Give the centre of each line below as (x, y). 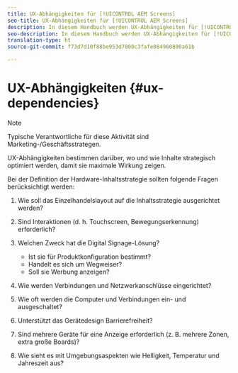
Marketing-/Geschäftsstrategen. (54, 144)
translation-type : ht (39, 40)
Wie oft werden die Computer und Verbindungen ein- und (102, 299)
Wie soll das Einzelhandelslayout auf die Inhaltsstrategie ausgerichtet (119, 200)
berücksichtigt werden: (41, 186)
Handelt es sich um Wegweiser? (75, 264)
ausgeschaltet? (40, 306)
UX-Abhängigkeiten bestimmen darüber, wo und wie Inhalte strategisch (112, 157)
